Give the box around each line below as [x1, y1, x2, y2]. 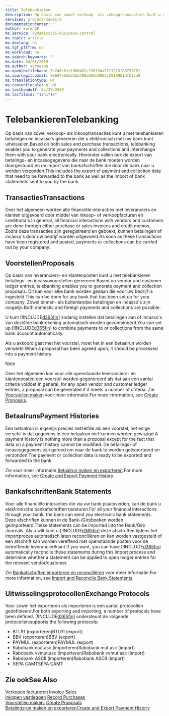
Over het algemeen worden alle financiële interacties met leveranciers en [5, 207, 157, 213]
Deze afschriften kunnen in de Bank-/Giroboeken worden [5, 517, 124, 523]
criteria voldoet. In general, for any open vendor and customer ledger [5, 381, 147, 387]
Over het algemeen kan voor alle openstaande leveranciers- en [5, 370, 136, 376]
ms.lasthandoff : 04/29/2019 [5, 87, 64, 92]
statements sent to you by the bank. [5, 179, 79, 185]
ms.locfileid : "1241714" [5, 92, 57, 97]
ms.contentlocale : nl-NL [5, 82, 57, 87]
